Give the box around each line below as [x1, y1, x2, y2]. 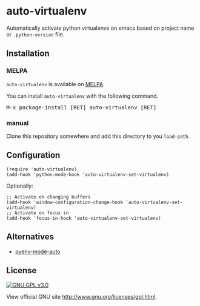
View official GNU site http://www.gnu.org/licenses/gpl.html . [6, 293, 158, 301]
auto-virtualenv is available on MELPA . [6, 80, 105, 87]
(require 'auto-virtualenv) [6, 166, 78, 172]
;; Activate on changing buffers [6, 194, 91, 200]
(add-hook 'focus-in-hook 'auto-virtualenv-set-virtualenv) [6, 215, 162, 221]
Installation [6, 49, 50, 59]
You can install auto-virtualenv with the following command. [6, 92, 159, 100]
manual [6, 118, 29, 127]
